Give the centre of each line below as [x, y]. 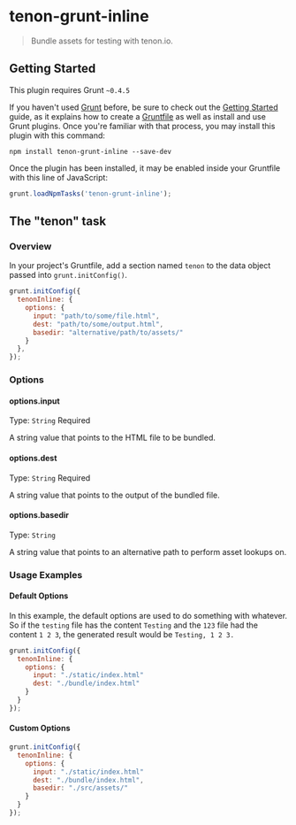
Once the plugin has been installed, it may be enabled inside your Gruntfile [145, 168]
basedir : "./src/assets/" [80, 788]
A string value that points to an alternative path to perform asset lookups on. [148, 551]
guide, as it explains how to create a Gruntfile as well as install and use [138, 116]
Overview [30, 246]
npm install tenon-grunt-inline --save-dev [91, 151]
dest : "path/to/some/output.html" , [98, 324]
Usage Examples [46, 574]
